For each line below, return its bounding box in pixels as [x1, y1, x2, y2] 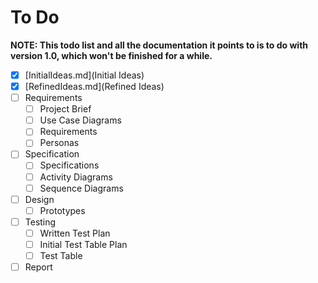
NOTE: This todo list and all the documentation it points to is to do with [10, 39, 309, 51]
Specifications [39, 159, 100, 171]
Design [24, 193, 55, 205]
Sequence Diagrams [39, 182, 124, 194]
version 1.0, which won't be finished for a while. [10, 49, 213, 61]
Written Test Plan [39, 227, 111, 239]
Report [24, 261, 53, 273]
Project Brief [39, 103, 92, 115]
